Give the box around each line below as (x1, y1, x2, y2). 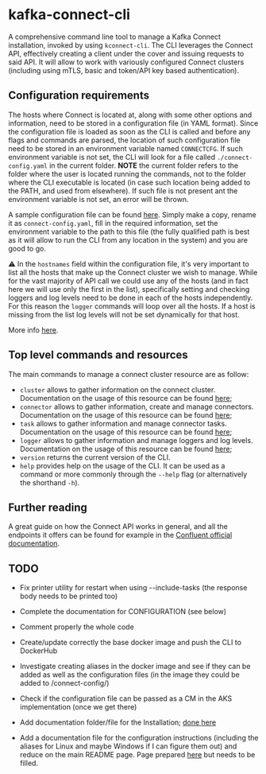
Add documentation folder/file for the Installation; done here (19, 718, 217, 727)
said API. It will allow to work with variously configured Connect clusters (8, 57, 245, 67)
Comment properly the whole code (19, 622, 135, 632)
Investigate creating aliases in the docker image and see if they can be (19, 662, 251, 671)
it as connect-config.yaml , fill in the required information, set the (8, 218, 218, 228)
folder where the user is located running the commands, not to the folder (8, 169, 246, 178)
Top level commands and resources (8, 348, 188, 362)
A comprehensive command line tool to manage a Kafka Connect (8, 32, 221, 41)
